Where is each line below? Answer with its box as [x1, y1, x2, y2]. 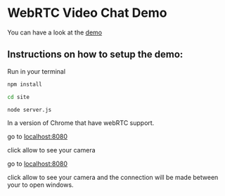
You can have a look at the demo [7, 28, 103, 37]
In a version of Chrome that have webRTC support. [7, 119, 155, 127]
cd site [7, 93, 30, 100]
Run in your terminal [7, 67, 65, 75]
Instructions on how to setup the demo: [7, 48, 184, 60]
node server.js [7, 106, 52, 113]
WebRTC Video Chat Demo [7, 5, 167, 21]
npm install [7, 81, 42, 88]
